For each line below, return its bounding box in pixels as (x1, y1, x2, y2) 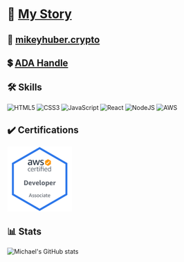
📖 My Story (7, 6, 73, 22)
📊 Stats (7, 225, 42, 237)
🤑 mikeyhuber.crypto (7, 34, 100, 46)
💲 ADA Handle (7, 57, 68, 68)
